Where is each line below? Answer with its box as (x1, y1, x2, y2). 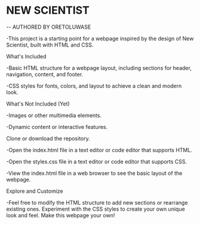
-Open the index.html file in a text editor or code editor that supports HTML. (6, 146, 193, 153)
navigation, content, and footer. (6, 70, 84, 78)
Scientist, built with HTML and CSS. (6, 41, 94, 48)
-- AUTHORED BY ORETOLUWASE (6, 23, 91, 30)
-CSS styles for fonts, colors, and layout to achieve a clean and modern (6, 82, 182, 90)
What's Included (6, 53, 47, 60)
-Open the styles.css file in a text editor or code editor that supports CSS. (6, 158, 187, 165)
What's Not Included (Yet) (6, 100, 70, 107)
